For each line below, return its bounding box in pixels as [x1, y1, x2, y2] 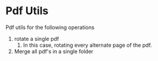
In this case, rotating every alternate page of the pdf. [23, 41, 152, 49]
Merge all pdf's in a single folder [14, 47, 93, 54]
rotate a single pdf [14, 35, 59, 42]
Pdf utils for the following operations [5, 24, 94, 31]
